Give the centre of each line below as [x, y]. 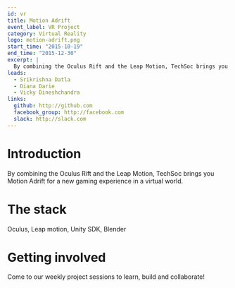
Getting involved [57, 257]
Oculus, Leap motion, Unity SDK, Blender [67, 229]
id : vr [17, 14]
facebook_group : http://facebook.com [69, 112]
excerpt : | [23, 60]
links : [17, 100]
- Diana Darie [34, 86]
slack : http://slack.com [50, 119]
